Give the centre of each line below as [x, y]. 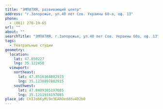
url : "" [13, 27]
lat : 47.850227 [29, 59]
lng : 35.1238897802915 [41, 81]
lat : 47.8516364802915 [41, 77]
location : [19, 54]
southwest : [25, 86]
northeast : [25, 72]
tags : [10, 41]
